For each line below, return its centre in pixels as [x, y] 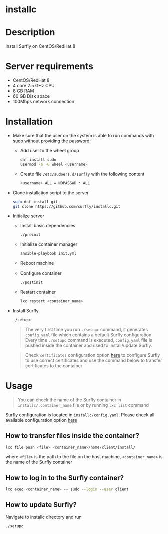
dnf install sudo [38, 160]
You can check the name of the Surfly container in [69, 400]
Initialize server [28, 216]
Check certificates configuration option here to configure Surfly [93, 355]
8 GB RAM [23, 91]
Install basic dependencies [48, 226]
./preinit [30, 235]
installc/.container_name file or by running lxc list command [83, 405]
